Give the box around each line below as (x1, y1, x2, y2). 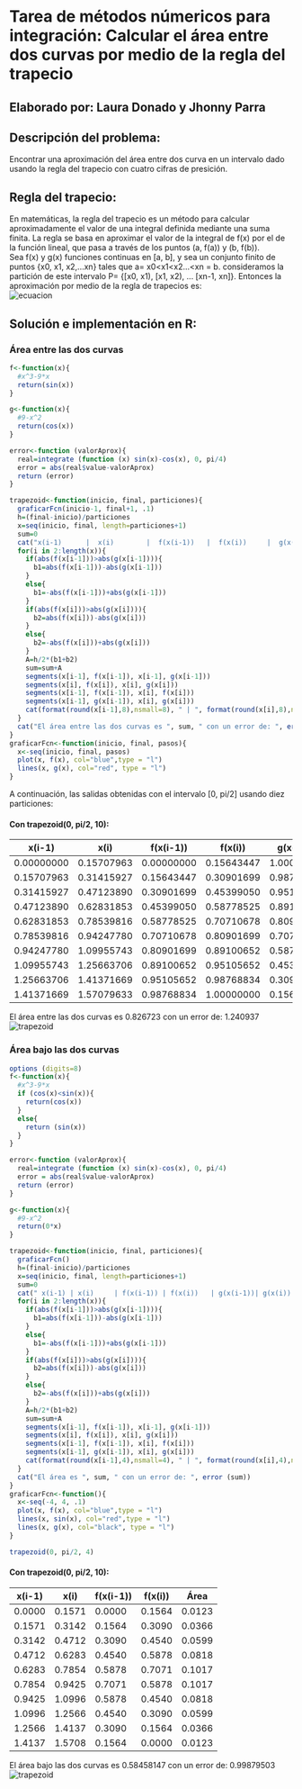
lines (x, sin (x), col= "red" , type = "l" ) (17, 1514, 171, 1523)
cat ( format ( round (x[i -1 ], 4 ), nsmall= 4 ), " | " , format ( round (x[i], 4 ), (25, 1456, 292, 1465)
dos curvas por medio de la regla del (9, 45, 286, 65)
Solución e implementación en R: (9, 316, 198, 331)
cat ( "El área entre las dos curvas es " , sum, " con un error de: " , (17, 722, 283, 731)
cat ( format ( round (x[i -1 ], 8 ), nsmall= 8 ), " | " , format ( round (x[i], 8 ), (25, 705, 292, 715)
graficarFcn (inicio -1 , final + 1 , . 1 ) (17, 504, 155, 514)
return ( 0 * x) (17, 1222, 63, 1231)
